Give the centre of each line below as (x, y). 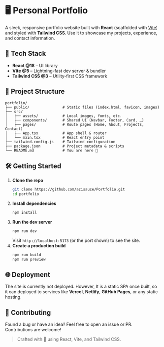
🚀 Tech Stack (26, 54)
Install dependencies (34, 203)
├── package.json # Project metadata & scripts (65, 146)
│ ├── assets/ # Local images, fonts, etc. (64, 116)
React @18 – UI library (35, 65)
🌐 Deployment (28, 275)
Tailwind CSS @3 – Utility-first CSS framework (60, 76)
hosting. (13, 297)
